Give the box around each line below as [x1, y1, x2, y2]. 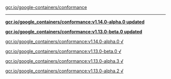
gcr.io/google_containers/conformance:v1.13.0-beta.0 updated [5, 29, 142, 34]
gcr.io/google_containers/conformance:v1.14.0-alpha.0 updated [5, 19, 145, 25]
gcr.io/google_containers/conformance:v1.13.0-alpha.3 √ [5, 58, 124, 64]
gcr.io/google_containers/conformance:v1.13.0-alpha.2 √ [5, 68, 124, 74]
